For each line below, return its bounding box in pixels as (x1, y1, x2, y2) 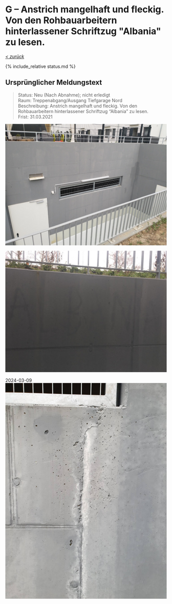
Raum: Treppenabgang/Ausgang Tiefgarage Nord (17, 97, 123, 103)
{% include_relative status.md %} (5, 63, 76, 69)
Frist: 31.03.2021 (17, 114, 53, 120)
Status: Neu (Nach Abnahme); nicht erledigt (17, 91, 111, 98)
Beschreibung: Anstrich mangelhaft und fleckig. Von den (17, 103, 137, 109)
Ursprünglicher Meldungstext (5, 78, 102, 87)
